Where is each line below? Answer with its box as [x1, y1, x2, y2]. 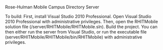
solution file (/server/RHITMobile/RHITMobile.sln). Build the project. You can [5, 24, 158, 30]
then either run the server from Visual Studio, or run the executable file [5, 29, 147, 34]
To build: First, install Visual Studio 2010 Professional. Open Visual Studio [5, 14, 152, 19]
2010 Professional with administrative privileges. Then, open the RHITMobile [5, 19, 158, 24]
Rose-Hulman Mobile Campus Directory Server [5, 4, 100, 10]
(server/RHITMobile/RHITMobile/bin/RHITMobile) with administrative [5, 34, 143, 40]
